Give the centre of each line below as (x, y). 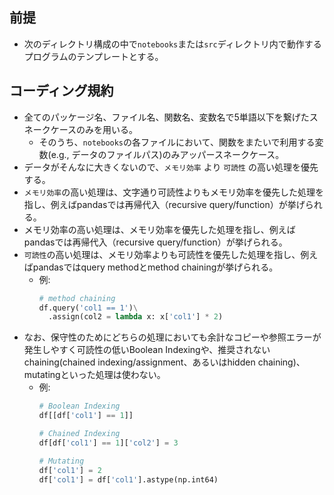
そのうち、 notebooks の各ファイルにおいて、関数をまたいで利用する (177, 142)
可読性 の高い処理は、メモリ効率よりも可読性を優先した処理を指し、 (162, 254)
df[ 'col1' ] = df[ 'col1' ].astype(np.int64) (128, 479)
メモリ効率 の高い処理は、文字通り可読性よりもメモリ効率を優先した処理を (173, 192)
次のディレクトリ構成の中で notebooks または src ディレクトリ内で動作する (172, 44)
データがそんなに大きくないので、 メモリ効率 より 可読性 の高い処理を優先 (171, 167)
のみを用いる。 (107, 129)
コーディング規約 (61, 91)
